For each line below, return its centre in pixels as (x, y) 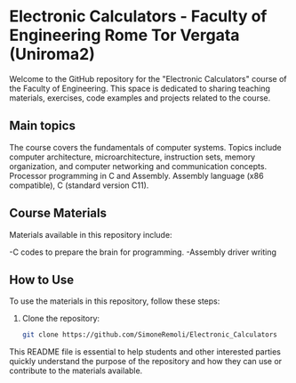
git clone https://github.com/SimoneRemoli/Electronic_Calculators (149, 335)
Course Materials (58, 213)
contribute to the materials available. (76, 371)
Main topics (42, 126)
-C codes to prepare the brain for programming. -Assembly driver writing (143, 252)
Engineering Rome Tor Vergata (124, 35)
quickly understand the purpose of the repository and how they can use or (146, 362)
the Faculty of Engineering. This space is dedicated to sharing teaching (140, 88)
